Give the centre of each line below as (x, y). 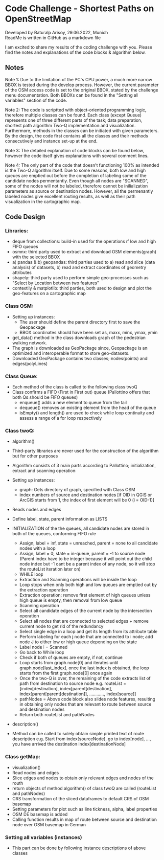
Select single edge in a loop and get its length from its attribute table (88, 632)
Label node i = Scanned (43, 647)
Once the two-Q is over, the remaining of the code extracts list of (85, 679)
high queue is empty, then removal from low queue (71, 600)
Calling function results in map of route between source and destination (84, 819)
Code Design (25, 217)
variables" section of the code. (36, 100)
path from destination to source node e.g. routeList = (73, 683)
